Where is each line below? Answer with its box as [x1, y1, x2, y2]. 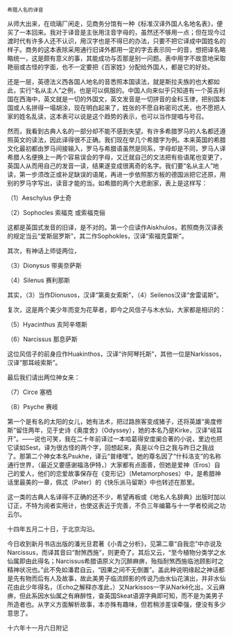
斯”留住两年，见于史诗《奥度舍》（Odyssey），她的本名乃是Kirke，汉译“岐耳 [7, 426, 223, 434]
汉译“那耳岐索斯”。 [7, 359, 62, 366]
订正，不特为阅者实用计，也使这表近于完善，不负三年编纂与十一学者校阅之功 [7, 501, 226, 510]
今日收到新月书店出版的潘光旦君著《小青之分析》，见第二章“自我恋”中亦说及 [7, 540, 223, 548]
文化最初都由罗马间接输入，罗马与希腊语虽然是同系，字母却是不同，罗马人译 [7, 144, 226, 153]
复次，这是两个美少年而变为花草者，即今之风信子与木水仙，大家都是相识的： [7, 306, 226, 313]
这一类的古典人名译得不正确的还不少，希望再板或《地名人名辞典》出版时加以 [7, 493, 226, 501]
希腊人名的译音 [7, 6, 44, 13]
